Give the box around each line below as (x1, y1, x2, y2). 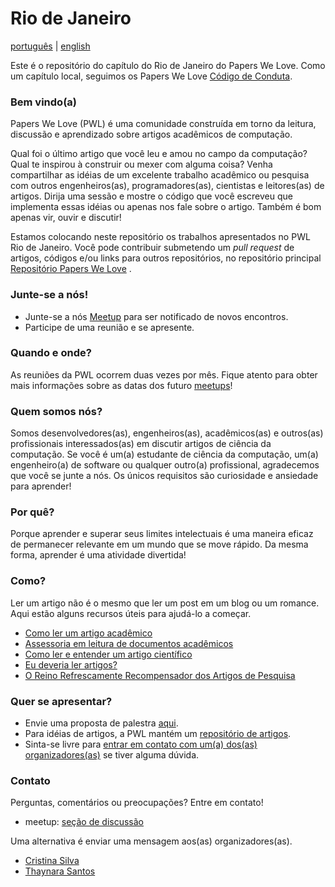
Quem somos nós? (10, 404, 103, 418)
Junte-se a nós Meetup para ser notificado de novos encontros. (24, 310, 289, 322)
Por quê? (10, 505, 55, 519)
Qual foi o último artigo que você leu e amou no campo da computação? (10, 148, 308, 160)
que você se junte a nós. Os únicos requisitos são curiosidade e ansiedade (10, 470, 319, 482)
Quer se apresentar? (10, 694, 113, 708)
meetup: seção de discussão (24, 816, 145, 828)
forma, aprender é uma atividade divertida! (10, 549, 187, 561)
